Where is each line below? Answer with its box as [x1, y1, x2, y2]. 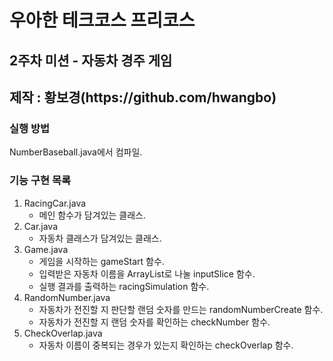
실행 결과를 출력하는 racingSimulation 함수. [38, 280, 210, 292]
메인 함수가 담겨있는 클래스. [38, 209, 146, 221]
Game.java [23, 243, 69, 255]
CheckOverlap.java [23, 327, 103, 339]
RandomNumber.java [23, 291, 111, 303]
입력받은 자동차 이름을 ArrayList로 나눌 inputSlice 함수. [38, 267, 256, 280]
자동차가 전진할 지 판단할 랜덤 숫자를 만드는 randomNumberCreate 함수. [38, 303, 324, 315]
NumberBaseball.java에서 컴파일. [9, 146, 143, 158]
